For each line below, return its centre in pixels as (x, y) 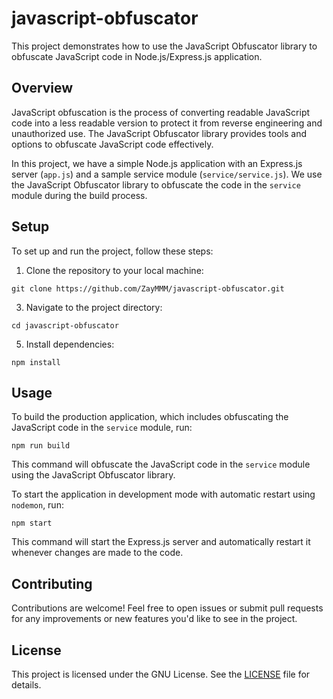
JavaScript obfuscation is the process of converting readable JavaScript (161, 112)
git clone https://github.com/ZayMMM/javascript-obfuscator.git (148, 288)
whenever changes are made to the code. (97, 553)
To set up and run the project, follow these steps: (112, 251)
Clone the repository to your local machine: (114, 270)
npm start (32, 523)
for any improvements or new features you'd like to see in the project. (154, 619)
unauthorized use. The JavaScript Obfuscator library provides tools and (159, 133)
